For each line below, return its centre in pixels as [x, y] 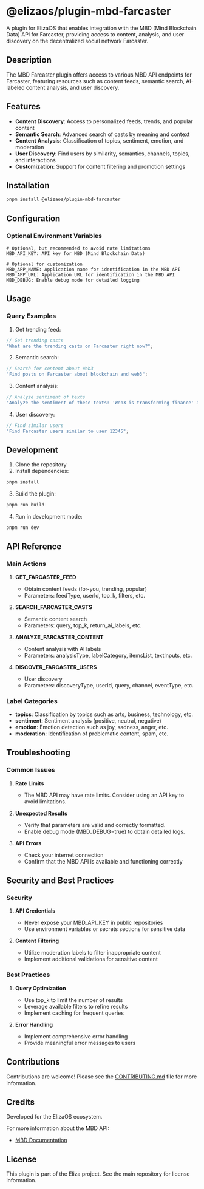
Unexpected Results [41, 813]
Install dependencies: [42, 471]
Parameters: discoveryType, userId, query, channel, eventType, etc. [109, 685]
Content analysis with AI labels [63, 649]
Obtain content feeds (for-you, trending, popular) [85, 589]
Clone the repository [41, 465]
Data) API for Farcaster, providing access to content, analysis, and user [95, 34]
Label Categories [32, 701]
